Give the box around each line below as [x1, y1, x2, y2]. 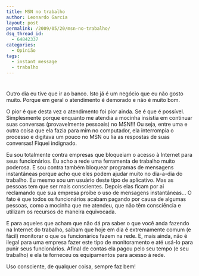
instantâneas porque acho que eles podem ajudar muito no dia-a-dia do [6, 170, 183, 177]
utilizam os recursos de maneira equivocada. [6, 208, 116, 215]
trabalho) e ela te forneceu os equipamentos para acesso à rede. [6, 251, 166, 258]
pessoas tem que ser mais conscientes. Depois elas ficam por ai [6, 182, 164, 190]
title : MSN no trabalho [6, 8, 66, 15]
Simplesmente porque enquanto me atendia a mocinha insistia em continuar [6, 114, 192, 121]
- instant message [11, 58, 58, 64]
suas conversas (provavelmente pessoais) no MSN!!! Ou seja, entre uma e [6, 120, 188, 128]
